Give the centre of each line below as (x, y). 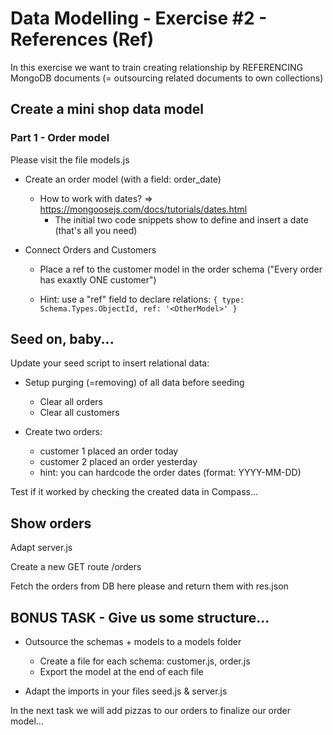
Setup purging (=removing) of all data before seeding (134, 383)
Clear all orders (71, 402)
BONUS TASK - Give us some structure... (140, 617)
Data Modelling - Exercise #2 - (139, 18)
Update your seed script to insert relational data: (110, 363)
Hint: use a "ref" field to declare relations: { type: (142, 299)
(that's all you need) (96, 230)
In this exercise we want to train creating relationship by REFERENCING (157, 67)
